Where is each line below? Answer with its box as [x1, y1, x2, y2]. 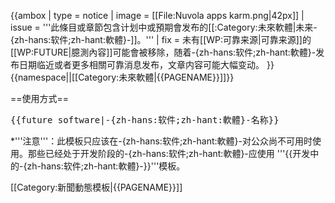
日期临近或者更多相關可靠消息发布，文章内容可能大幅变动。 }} [18, 59, 275, 70]
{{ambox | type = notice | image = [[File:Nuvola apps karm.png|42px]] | [10, 10, 305, 21]
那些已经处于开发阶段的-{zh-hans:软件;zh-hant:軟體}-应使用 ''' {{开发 [27, 148, 311, 159]
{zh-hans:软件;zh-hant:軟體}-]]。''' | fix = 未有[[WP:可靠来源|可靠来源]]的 [10, 34, 312, 45]
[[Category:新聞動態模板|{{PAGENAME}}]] [10, 181, 183, 193]
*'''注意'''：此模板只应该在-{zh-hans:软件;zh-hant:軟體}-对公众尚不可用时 [10, 135, 313, 147]
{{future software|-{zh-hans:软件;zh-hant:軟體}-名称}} [10, 115, 280, 125]
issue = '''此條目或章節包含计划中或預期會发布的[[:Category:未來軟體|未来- [10, 21, 318, 33]
